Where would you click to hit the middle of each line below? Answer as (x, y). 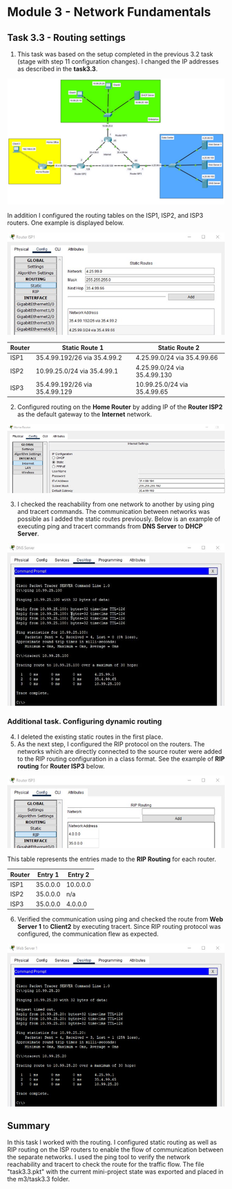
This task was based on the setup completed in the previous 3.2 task (115, 54)
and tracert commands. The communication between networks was (114, 512)
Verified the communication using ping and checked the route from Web (120, 919)
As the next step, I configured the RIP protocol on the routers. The (111, 744)
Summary (29, 1126)
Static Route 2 (179, 348)
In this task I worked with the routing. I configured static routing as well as (112, 1143)
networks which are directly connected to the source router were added (119, 751)
